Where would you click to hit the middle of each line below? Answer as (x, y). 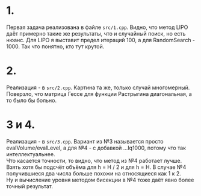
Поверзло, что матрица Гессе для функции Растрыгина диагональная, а (99, 93)
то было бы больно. (32, 100)
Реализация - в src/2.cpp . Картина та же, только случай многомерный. (98, 87)
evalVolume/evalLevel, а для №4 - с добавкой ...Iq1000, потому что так (96, 148)
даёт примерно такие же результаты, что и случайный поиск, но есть (96, 33)
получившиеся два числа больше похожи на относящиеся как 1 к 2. (94, 173)
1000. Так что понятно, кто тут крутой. (55, 46)
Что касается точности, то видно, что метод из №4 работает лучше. (94, 160)
